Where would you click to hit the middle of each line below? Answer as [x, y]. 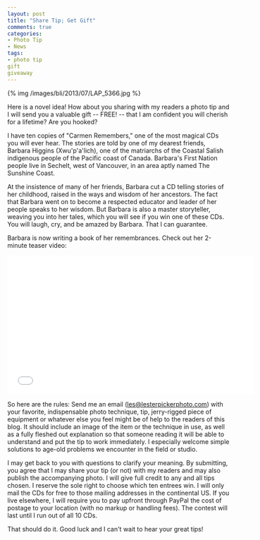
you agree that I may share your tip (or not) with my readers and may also [114, 470]
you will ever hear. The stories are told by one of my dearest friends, [106, 143]
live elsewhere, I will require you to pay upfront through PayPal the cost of [114, 500]
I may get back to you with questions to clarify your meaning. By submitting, [118, 462]
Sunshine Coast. [31, 173]
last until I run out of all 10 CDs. [52, 515]
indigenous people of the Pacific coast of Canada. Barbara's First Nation [113, 158]
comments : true [30, 27]
